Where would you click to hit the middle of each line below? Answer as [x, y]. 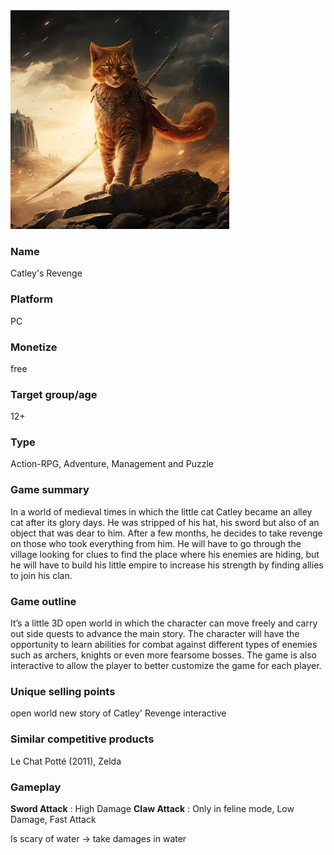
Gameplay [36, 787]
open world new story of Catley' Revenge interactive [118, 713]
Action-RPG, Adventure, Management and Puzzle [112, 464]
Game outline [43, 601]
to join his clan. [41, 575]
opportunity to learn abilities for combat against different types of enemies [164, 645]
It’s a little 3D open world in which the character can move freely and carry [164, 623]
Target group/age [54, 394]
